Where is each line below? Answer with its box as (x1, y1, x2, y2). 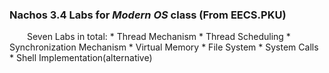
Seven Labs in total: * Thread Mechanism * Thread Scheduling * (27, 31, 291, 43)
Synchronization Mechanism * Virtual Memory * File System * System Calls (9, 41, 319, 53)
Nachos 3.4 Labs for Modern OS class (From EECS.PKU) (9, 8, 287, 22)
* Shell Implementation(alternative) (9, 52, 153, 64)
